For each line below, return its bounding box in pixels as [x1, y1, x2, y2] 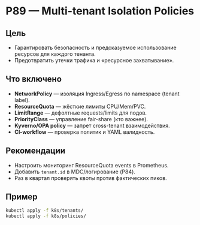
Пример [5, 192, 38, 202]
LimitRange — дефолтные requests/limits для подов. [14, 109, 147, 116]
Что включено [5, 74, 62, 85]
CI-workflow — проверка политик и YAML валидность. [14, 128, 155, 136]
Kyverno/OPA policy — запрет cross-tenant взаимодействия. [14, 122, 170, 129]
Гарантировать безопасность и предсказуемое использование [14, 44, 177, 51]
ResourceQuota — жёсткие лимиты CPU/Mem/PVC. [14, 103, 146, 110]
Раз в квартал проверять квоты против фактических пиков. [14, 174, 167, 181]
